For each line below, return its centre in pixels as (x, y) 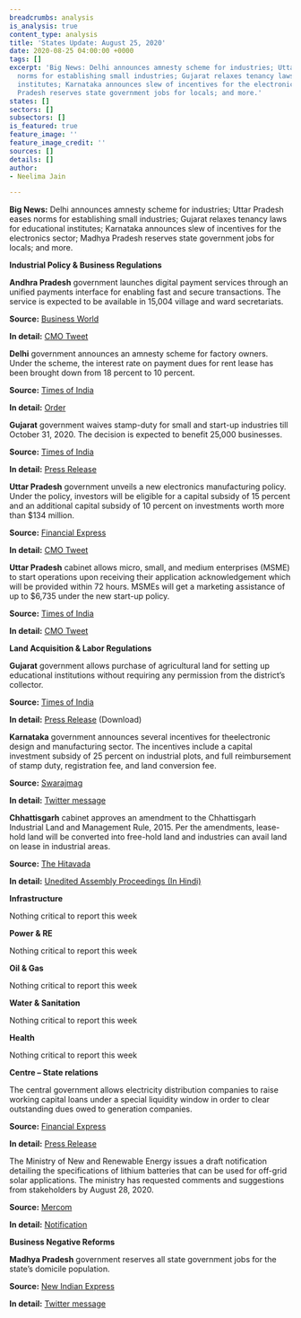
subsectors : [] (38, 118)
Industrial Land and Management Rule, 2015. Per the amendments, (132, 828)
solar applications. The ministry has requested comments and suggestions (147, 1181)
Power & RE (31, 934)
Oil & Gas (26, 968)
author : (24, 168)
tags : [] (26, 59)
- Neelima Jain (38, 176)
